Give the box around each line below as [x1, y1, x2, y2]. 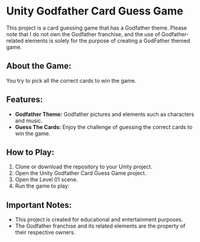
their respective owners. [14, 229, 76, 236]
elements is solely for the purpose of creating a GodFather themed [25, 37, 190, 44]
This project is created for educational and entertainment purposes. [14, 216, 183, 223]
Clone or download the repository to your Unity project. [14, 163, 152, 170]
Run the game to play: [14, 182, 70, 189]
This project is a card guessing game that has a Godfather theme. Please [6, 24, 187, 31]
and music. [14, 116, 43, 124]
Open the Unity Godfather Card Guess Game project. [14, 170, 146, 177]
